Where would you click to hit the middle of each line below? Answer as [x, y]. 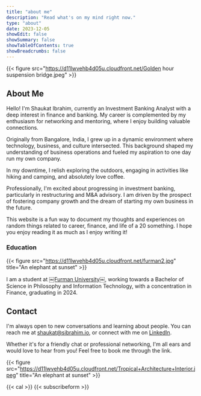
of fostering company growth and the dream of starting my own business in [100, 201]
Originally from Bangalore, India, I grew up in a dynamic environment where [100, 139]
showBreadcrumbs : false [36, 51]
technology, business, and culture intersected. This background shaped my [100, 145]
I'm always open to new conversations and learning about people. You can [99, 326]
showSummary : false [31, 40]
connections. [23, 127]
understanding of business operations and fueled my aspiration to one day [99, 152]
